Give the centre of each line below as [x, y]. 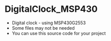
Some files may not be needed [43, 28]
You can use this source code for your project [59, 33]
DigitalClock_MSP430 [51, 9]
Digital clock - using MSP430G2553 [49, 23]
